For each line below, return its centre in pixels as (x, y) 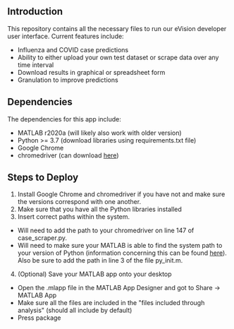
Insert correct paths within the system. (74, 217)
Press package (39, 318)
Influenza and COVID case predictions (73, 49)
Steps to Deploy (43, 178)
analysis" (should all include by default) (75, 311)
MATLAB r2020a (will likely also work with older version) (99, 133)
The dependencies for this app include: (64, 119)
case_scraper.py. (42, 238)
